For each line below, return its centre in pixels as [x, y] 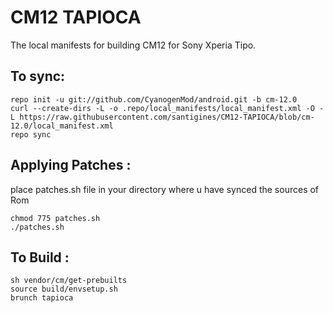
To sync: [38, 76]
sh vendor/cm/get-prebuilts [69, 281]
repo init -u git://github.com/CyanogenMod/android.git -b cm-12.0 [154, 99]
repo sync [31, 134]
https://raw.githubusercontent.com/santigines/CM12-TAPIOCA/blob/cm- [167, 117]
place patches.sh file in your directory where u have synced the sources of [165, 189]
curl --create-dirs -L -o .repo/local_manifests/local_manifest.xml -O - [167, 108]
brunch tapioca [42, 298]
